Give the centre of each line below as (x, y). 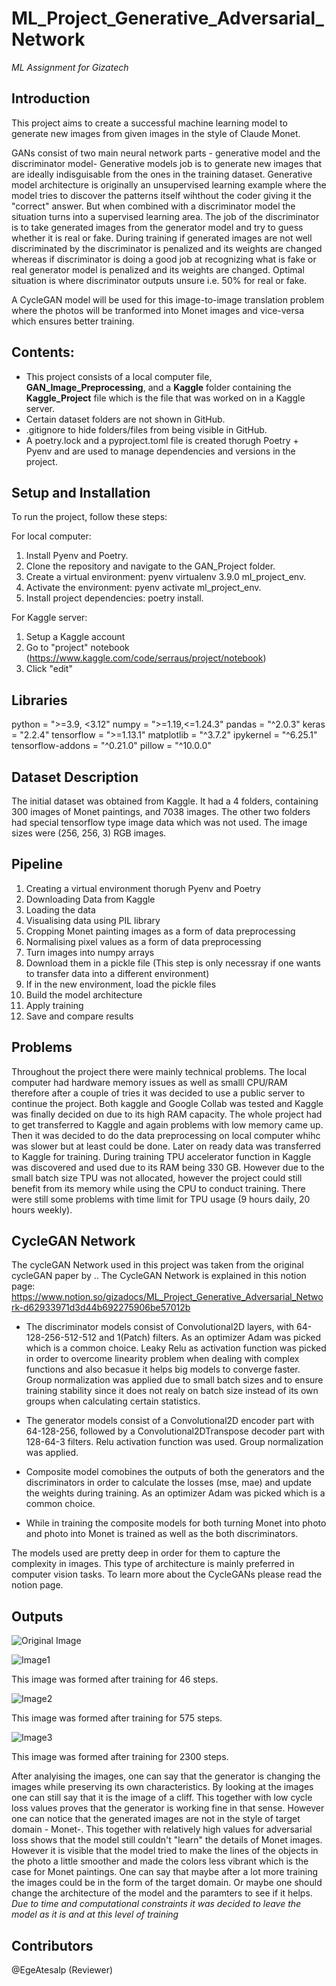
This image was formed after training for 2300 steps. (120, 1757)
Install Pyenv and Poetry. (77, 556)
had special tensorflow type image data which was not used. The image (159, 822)
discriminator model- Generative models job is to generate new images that (167, 163)
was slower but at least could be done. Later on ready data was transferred (166, 1146)
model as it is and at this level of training (95, 1914)
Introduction (51, 98)
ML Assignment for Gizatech (70, 67)
